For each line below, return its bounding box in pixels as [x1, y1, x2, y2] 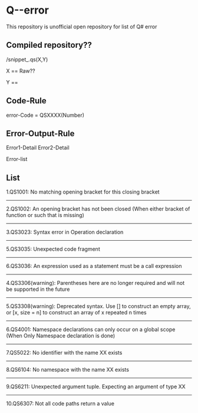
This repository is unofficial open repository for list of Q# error [6, 23, 157, 30]
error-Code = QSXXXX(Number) [6, 112, 84, 119]
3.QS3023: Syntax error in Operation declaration [6, 228, 124, 236]
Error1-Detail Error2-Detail [6, 144, 70, 151]
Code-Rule [6, 96, 47, 106]
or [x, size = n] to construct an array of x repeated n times [6, 309, 147, 316]
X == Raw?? [6, 67, 35, 74]
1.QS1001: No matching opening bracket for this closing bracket [6, 188, 160, 195]
